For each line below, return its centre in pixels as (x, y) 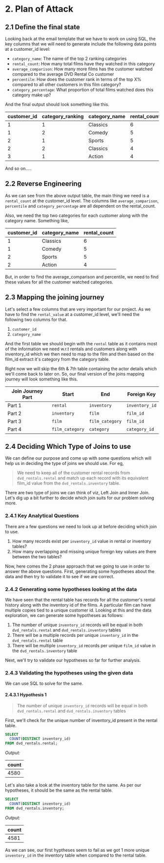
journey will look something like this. (41, 379)
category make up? (31, 95)
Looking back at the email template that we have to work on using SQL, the (81, 39)
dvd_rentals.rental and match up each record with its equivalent (83, 478)
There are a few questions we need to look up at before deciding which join (81, 526)
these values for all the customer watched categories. (59, 282)
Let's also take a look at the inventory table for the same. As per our (73, 785)
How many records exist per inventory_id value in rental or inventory (82, 541)
